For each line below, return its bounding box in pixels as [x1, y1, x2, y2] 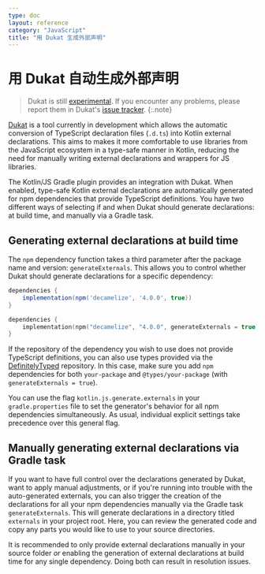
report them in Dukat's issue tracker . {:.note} [27, 105, 173, 114]
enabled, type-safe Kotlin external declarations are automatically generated [8, 186, 254, 196]
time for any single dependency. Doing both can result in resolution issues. [8, 557, 251, 566]
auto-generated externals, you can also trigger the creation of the [8, 491, 222, 501]
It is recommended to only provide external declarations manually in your [8, 540, 246, 550]
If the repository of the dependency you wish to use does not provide [8, 345, 234, 354]
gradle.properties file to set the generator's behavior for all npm [8, 401, 219, 411]
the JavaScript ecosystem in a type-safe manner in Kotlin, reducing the [8, 145, 240, 155]
